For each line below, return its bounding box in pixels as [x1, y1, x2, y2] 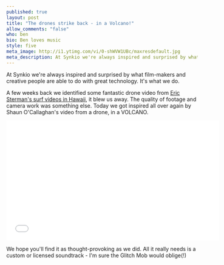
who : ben [6, 32, 29, 38]
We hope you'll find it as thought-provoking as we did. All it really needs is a [6, 245, 196, 252]
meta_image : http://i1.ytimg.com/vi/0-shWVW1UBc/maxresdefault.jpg [6, 49, 181, 55]
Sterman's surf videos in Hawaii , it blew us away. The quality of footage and [6, 95, 197, 103]
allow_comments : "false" [6, 26, 69, 32]
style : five [6, 43, 36, 49]
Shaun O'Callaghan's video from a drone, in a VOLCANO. [6, 108, 149, 115]
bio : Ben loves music [6, 37, 61, 43]
